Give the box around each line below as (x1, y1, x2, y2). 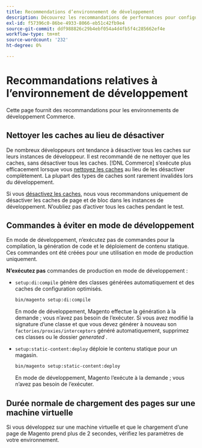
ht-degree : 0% (6, 43, 42, 49)
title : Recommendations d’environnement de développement (6, 8, 155, 15)
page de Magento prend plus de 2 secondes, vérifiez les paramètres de (6, 430, 184, 437)
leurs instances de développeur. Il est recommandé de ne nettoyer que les (6, 153, 190, 160)
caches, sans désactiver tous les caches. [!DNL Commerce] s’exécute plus (6, 159, 191, 166)
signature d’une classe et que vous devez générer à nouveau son (14, 321, 177, 328)
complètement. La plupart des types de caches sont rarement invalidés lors (6, 172, 194, 179)
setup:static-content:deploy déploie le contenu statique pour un (14, 345, 177, 353)
